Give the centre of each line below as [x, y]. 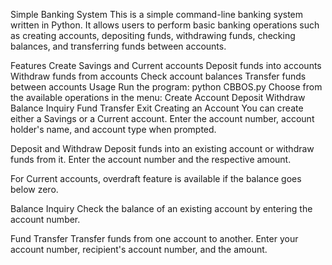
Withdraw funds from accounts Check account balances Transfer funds [158, 76]
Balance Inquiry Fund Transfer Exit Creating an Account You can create [157, 108]
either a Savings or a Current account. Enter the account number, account [162, 118]
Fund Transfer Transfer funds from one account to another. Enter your [154, 238]
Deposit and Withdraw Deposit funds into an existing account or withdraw [162, 148]
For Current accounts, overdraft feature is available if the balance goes [156, 178]
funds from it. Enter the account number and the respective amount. [151, 159]
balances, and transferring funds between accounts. [118, 46]
